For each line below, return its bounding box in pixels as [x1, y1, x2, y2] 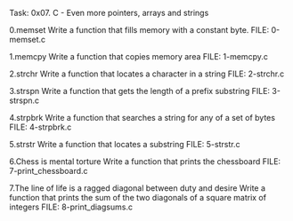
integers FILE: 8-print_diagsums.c [9, 201, 134, 212]
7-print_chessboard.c [9, 166, 88, 176]
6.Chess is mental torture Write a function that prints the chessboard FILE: [9, 156, 281, 167]
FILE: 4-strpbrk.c [9, 122, 72, 132]
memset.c [9, 35, 46, 44]
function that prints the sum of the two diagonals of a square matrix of [9, 193, 267, 202]
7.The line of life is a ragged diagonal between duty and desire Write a [9, 183, 265, 193]
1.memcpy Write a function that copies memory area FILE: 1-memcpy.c [9, 51, 269, 61]
